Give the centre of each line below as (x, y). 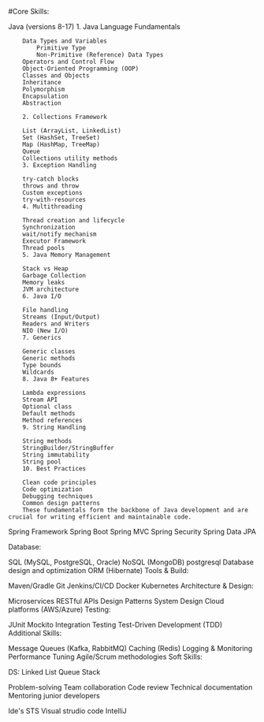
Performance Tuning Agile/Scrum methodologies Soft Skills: (106, 657)
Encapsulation (45, 96)
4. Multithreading (52, 207)
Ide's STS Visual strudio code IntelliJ (68, 711)
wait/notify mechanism (59, 234)
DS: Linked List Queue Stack (54, 672)
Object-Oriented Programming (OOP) (81, 69)
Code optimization (52, 489)
